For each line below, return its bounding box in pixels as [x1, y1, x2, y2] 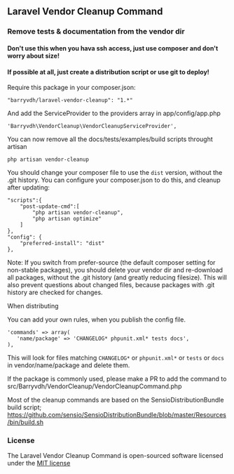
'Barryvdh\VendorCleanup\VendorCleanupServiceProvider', [7, 123, 177, 130]
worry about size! [7, 51, 60, 60]
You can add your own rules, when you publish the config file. [7, 315, 186, 324]
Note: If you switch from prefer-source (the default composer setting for [7, 258, 216, 267]
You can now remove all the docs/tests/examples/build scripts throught [7, 135, 213, 143]
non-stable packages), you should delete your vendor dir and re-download [7, 266, 223, 275]
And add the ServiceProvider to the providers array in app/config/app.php [7, 109, 221, 118]
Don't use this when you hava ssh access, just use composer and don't [7, 44, 219, 52]
